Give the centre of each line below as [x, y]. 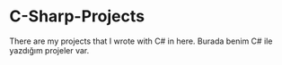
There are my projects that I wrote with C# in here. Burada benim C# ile [141, 41]
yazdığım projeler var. [49, 50]
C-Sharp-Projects [77, 16]
